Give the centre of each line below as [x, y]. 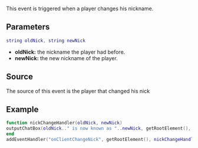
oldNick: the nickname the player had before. [70, 52]
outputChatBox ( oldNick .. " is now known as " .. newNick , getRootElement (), [99, 129]
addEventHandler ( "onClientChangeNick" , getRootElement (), [79, 139]
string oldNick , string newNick [46, 41]
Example [22, 109]
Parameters [28, 27]
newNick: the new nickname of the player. [66, 58]
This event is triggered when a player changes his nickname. [80, 9]
